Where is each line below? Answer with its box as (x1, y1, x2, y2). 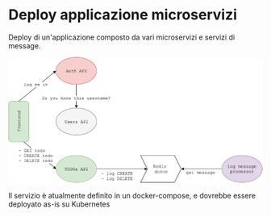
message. (8, 40, 41, 50)
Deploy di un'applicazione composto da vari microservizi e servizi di (8, 32, 236, 42)
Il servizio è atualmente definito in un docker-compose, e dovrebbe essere (8, 190, 256, 200)
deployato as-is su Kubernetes (8, 199, 110, 209)
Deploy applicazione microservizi (8, 6, 238, 24)
